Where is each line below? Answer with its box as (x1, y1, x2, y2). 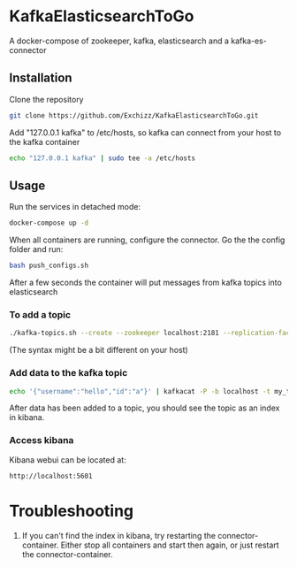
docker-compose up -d (9, 218, 89, 227)
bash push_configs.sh (9, 261, 89, 271)
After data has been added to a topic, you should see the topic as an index (9, 402, 280, 413)
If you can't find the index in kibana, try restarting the (21, 530, 217, 540)
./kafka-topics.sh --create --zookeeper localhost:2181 (9, 329, 219, 338)
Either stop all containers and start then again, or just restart (60, 540, 280, 550)
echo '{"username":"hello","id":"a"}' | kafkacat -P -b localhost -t (9, 387, 271, 395)
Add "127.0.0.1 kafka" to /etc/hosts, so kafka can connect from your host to (9, 126, 281, 138)
